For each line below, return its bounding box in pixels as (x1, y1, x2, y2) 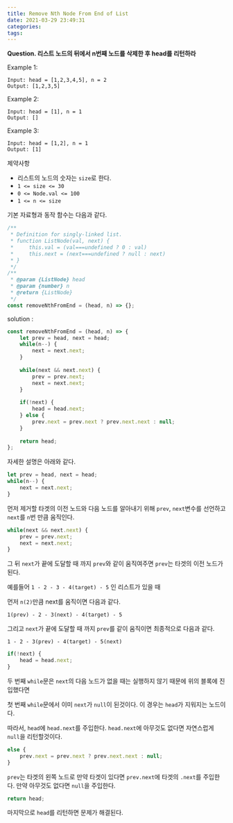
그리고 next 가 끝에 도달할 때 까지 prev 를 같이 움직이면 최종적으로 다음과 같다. (7, 625, 215, 633)
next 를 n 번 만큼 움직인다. (7, 513, 75, 521)
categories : (7, 23, 42, 30)
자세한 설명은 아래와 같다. (7, 457, 76, 466)
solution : (7, 314, 34, 323)
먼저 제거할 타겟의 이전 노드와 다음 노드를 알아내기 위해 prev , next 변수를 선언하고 (7, 504, 226, 512)
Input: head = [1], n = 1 (7, 108, 82, 115)
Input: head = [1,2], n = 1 (7, 140, 89, 147)
